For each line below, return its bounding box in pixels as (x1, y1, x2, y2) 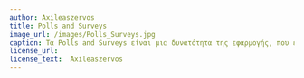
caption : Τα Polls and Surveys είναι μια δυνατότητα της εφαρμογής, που (9, 38, 290, 48)
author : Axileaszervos (9, 13, 95, 22)
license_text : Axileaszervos (9, 55, 124, 64)
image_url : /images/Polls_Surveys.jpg (9, 30, 156, 39)
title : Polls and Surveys (9, 22, 107, 30)
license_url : (9, 47, 59, 56)
